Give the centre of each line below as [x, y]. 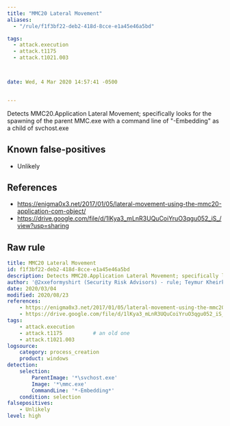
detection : [23, 365]
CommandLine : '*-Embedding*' [73, 390]
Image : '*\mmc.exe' [60, 384]
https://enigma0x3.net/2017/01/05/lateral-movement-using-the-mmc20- [119, 204]
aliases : [20, 20]
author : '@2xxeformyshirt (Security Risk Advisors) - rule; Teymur [105, 282]
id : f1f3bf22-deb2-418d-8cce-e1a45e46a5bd [68, 270]
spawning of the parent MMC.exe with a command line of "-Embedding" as [113, 121]
